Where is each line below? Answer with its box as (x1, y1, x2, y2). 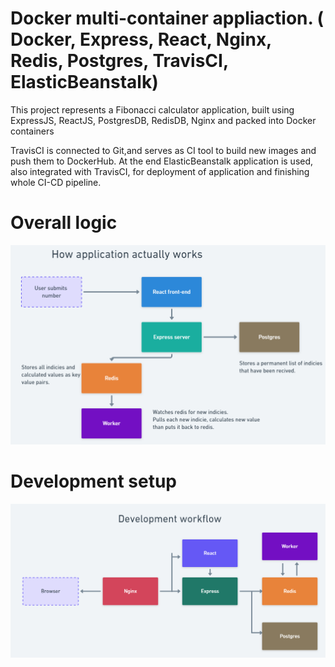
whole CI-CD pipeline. (10, 176, 102, 188)
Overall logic (10, 212, 118, 234)
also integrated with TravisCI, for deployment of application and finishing (10, 165, 310, 177)
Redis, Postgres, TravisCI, (10, 50, 229, 72)
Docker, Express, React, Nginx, (10, 28, 272, 51)
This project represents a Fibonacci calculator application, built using (10, 103, 295, 116)
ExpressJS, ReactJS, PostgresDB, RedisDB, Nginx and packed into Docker (10, 114, 317, 126)
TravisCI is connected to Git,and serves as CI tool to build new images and (10, 144, 317, 156)
